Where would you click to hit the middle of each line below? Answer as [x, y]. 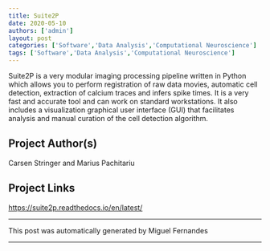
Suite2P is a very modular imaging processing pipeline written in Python [127, 76]
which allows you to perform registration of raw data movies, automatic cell [133, 84]
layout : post [30, 38]
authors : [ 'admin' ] [41, 30]
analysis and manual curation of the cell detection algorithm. [108, 118]
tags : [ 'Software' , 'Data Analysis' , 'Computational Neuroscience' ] [122, 53]
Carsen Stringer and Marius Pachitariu [72, 163]
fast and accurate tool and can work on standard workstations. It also [123, 101]
